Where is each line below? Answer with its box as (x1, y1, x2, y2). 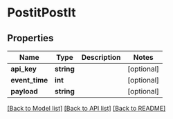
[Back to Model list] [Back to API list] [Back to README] (7, 105, 166, 112)
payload (10, 87, 38, 96)
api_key (10, 64, 37, 74)
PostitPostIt (7, 5, 76, 21)
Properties (7, 32, 54, 44)
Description (81, 53, 121, 62)
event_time (10, 76, 48, 85)
